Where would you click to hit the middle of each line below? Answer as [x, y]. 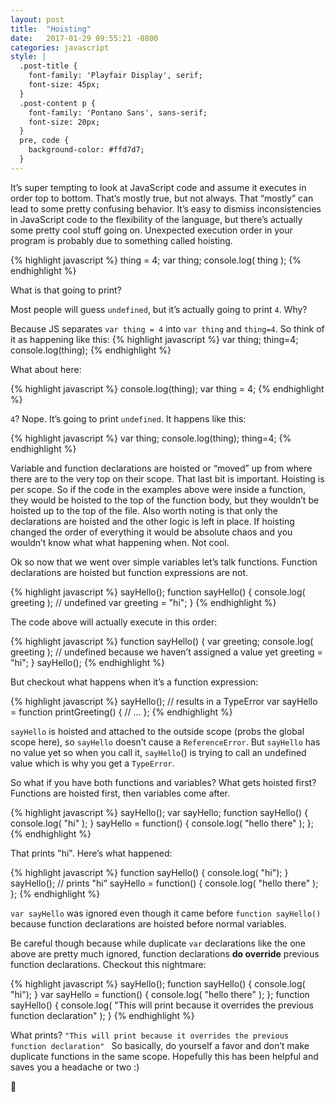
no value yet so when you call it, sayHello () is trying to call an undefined [158, 752]
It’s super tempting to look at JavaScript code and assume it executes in [158, 187]
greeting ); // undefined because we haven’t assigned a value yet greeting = [166, 652]
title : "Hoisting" [51, 29]
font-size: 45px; [64, 85]
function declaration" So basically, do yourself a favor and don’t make [160, 1045]
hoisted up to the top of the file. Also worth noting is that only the [144, 510]
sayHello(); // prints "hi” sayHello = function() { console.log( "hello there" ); [164, 883]
